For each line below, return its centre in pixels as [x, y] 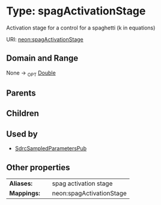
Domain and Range [42, 58]
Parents [21, 93]
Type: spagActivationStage [76, 11]
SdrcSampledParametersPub [51, 148]
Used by [22, 134]
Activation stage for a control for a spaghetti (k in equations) [81, 28]
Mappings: [25, 193]
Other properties [38, 167]
